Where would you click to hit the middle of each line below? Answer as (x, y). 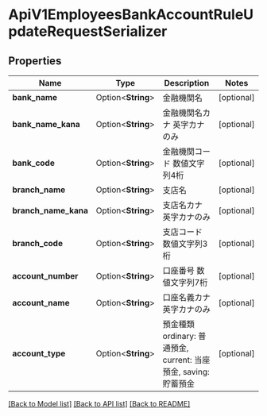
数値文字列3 (185, 244)
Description (187, 83)
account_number (45, 276)
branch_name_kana (50, 210)
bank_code (34, 163)
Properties (35, 61)
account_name (41, 303)
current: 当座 (186, 360)
